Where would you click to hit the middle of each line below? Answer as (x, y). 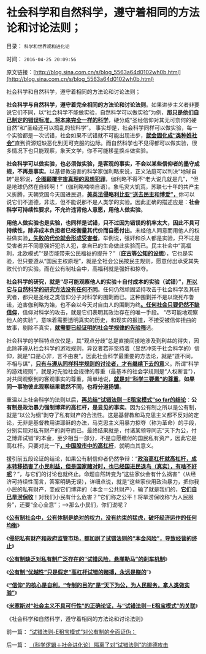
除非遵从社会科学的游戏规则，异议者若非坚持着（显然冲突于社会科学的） (103, 348)
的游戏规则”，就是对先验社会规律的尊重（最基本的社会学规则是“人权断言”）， (103, 371)
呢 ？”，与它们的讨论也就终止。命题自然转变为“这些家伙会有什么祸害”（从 (99, 474)
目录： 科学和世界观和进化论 (38, 46)
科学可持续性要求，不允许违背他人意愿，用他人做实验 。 (76, 210)
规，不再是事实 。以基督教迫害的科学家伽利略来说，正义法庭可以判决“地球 (99, 171)
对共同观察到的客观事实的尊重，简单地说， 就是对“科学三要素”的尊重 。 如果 (101, 379)
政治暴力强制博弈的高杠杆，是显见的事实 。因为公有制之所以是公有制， (111, 407)
